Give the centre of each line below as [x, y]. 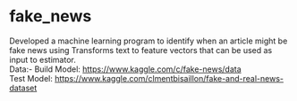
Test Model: [31, 78]
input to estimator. [42, 59]
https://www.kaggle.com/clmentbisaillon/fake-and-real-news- [170, 78]
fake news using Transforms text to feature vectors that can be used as [141, 50]
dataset [23, 88]
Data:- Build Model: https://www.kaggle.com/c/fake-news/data [125, 69]
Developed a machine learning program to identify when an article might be [148, 41]
